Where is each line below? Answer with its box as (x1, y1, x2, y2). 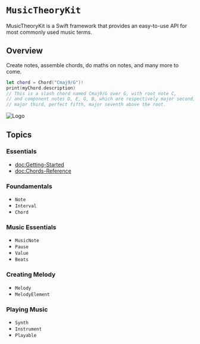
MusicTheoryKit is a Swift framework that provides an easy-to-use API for (6, 22, 187, 29)
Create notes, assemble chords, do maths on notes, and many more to (6, 61, 179, 68)
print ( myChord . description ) (6, 85, 76, 91)
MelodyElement (14, 291, 50, 298)
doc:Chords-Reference (14, 167, 71, 174)
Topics (6, 130, 32, 140)
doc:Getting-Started (14, 161, 64, 168)
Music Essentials (6, 223, 57, 232)
